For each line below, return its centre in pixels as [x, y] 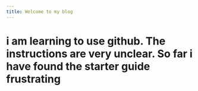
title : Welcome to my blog [40, 12]
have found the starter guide [78, 66]
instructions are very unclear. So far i [100, 54]
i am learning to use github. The [86, 41]
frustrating [34, 79]
